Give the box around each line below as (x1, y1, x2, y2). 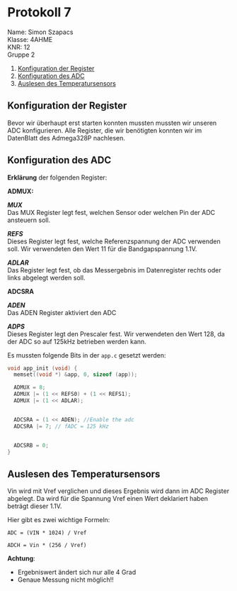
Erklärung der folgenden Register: (7, 173, 108, 182)
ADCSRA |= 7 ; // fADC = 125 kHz (13, 423, 110, 430)
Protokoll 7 (7, 4, 72, 21)
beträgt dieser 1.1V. (7, 502, 62, 511)
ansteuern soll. (7, 216, 51, 224)
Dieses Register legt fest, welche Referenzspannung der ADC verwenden (7, 237, 221, 245)
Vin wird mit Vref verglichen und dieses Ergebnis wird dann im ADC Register (7, 487, 230, 495)
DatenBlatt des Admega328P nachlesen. (7, 133, 126, 142)
